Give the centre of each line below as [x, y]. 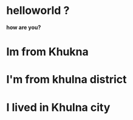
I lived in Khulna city [58, 107]
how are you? [24, 27]
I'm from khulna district [66, 80]
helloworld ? [38, 11]
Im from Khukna [48, 52]
